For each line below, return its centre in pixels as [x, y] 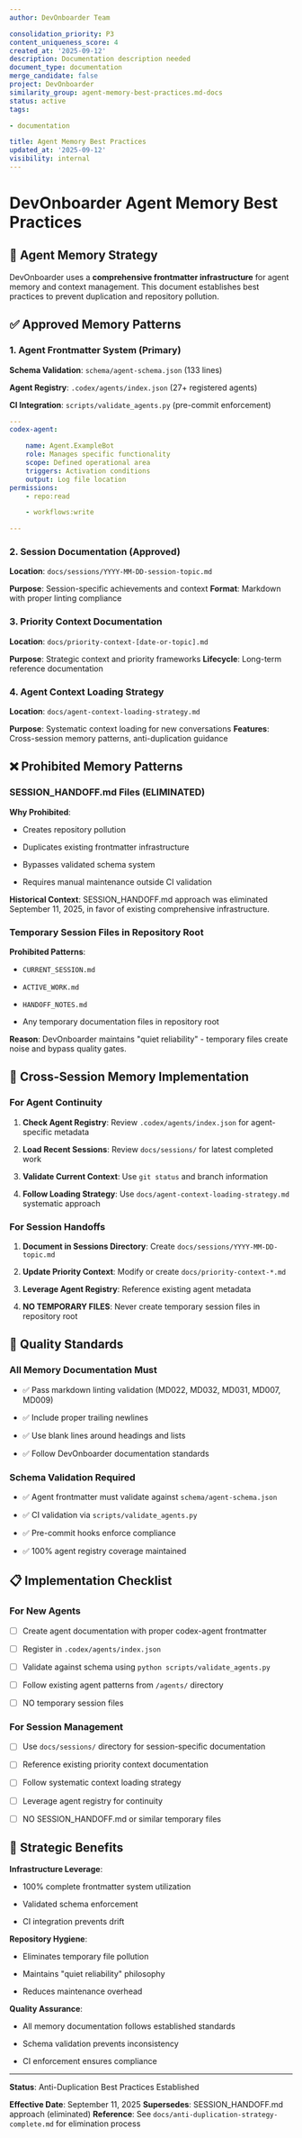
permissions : [34, 487]
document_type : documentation [66, 68]
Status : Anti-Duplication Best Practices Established [104, 2088]
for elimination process [98, 2124]
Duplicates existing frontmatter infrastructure [106, 847]
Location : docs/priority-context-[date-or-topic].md [109, 641]
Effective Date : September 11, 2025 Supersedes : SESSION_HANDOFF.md [147, 2105]
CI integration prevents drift [73, 1922]
